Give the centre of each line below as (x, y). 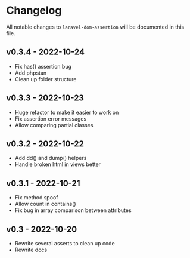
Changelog (34, 10)
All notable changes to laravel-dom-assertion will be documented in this (95, 27)
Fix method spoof (36, 198)
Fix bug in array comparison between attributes (73, 210)
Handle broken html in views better (58, 164)
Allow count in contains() (45, 204)
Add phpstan (31, 73)
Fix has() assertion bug (43, 66)
